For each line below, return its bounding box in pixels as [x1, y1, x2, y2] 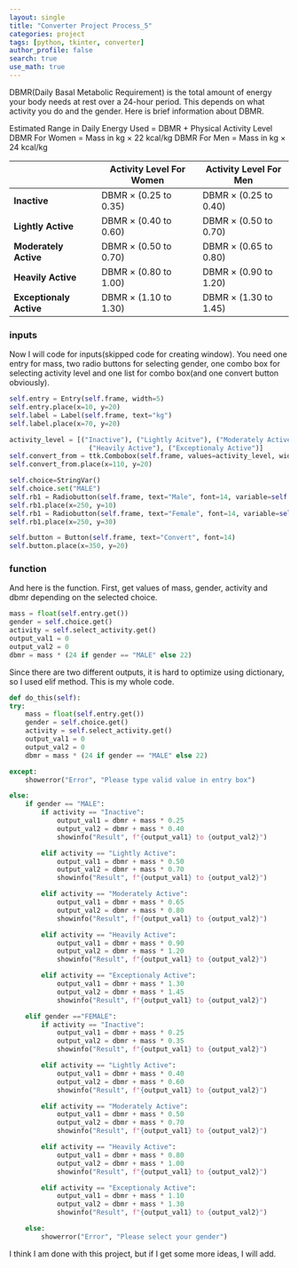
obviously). [9, 377, 51, 388]
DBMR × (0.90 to [202, 265, 273, 278]
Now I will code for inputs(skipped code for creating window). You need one [9, 349, 288, 360]
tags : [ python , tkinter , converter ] [9, 37, 145, 47]
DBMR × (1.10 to [101, 290, 172, 303]
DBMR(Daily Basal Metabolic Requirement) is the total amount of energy [9, 86, 272, 98]
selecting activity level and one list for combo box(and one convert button [9, 368, 279, 378]
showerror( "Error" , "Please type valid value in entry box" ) [25, 775, 255, 784]
